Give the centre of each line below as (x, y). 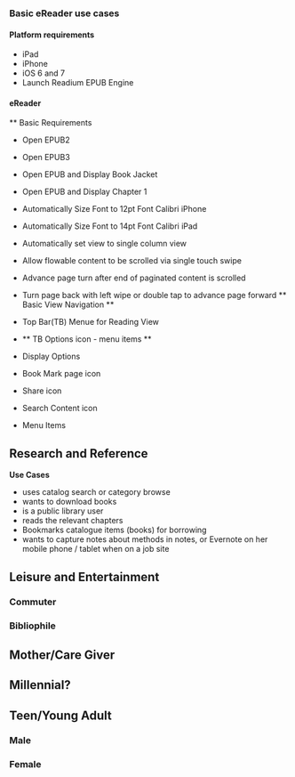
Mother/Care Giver (62, 655)
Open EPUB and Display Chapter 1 (84, 192)
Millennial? (40, 685)
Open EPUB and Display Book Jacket (90, 174)
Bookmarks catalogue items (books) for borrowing (114, 530)
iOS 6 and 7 (43, 73)
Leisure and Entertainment (84, 577)
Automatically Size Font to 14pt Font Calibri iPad (110, 226)
